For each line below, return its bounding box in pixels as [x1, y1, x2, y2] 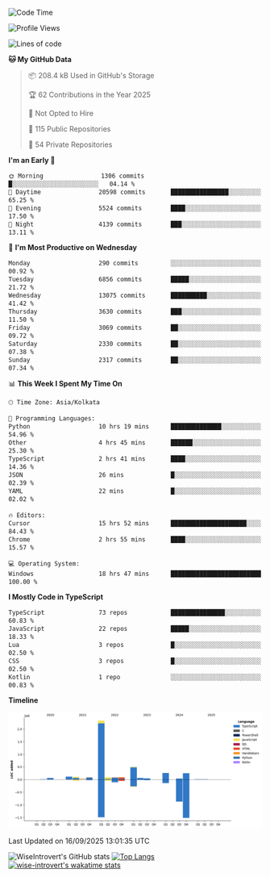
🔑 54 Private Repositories [27, 140, 113, 149]
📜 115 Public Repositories [27, 124, 111, 133]
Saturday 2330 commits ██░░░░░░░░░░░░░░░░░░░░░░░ [8, 340, 262, 348]
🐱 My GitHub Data [8, 55, 73, 64]
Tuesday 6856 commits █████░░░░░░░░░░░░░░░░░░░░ [8, 275, 262, 283]
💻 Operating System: [8, 560, 81, 568]
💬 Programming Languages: [8, 415, 95, 423]
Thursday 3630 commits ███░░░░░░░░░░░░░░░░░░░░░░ [8, 307, 262, 315]
